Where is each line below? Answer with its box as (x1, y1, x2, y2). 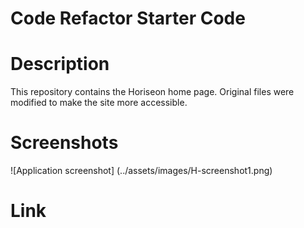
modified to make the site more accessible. (10, 97, 188, 109)
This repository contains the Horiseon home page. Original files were (10, 86, 295, 98)
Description (10, 53, 110, 76)
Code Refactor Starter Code (10, 7, 246, 30)
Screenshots (10, 132, 119, 154)
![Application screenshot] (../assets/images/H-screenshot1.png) (10, 165, 273, 177)
